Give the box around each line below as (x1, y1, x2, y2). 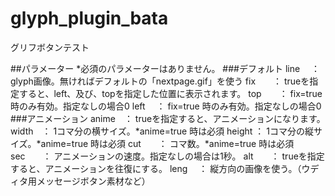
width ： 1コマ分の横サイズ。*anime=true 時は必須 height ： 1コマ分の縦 (10, 125, 314, 137)
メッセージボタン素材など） (36, 175, 151, 187)
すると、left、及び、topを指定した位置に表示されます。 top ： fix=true (18, 87, 323, 99)
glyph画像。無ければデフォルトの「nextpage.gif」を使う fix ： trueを (10, 75, 310, 87)
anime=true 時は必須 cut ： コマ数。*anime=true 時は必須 (40, 137, 295, 149)
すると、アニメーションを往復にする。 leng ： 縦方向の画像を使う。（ (10, 162, 302, 174)
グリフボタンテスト (10, 41, 90, 53)
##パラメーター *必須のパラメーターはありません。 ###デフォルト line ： (10, 62, 321, 74)
